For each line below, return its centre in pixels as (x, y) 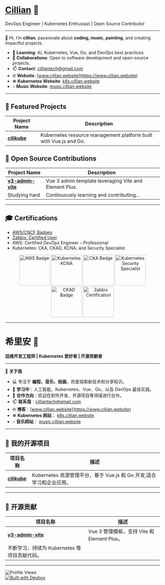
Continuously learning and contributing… (93, 195)
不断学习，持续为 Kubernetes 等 (44, 548)
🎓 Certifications (31, 218)
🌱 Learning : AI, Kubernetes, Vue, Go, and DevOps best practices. (78, 52)
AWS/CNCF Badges (32, 233)
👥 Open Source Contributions (51, 159)
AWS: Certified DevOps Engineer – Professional (60, 243)
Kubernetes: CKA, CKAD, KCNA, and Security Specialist (69, 248)
